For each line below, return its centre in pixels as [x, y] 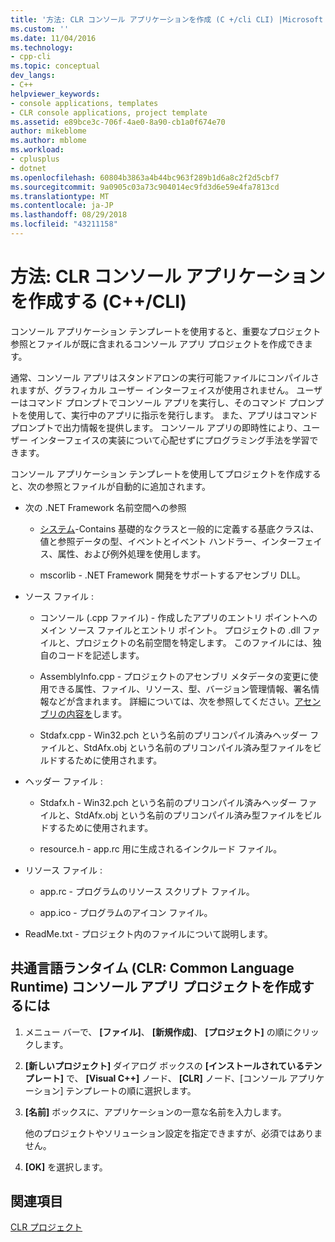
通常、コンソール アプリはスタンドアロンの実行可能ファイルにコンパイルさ [165, 377]
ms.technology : [42, 47]
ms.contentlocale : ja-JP [62, 206]
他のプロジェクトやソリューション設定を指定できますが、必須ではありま [173, 1133]
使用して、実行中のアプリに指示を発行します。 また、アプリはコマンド [172, 415]
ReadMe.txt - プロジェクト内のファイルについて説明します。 [148, 933]
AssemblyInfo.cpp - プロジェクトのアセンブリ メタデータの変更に [174, 676]
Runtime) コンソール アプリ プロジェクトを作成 [156, 987]
